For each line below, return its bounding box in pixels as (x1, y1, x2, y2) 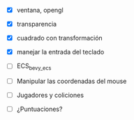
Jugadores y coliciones (16, 91, 84, 100)
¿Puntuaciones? (16, 105, 63, 114)
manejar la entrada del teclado (16, 48, 105, 57)
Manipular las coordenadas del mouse (16, 77, 127, 86)
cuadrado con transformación (16, 34, 103, 43)
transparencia (16, 20, 57, 29)
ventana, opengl (16, 6, 64, 14)
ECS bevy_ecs (16, 62, 52, 72)
